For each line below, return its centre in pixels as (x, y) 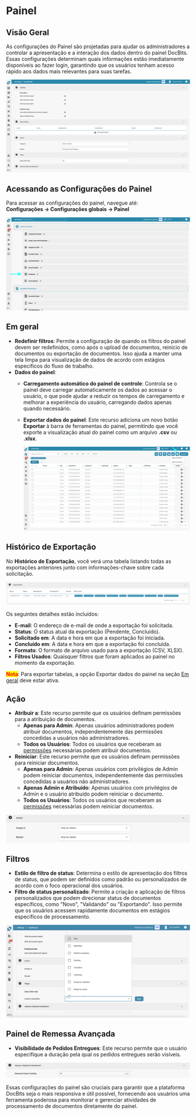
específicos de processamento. (52, 917)
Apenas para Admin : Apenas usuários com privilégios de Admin (100, 769)
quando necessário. (47, 408)
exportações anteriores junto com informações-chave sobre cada (85, 567)
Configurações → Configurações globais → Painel (68, 209)
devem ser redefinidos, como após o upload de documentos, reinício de (101, 347)
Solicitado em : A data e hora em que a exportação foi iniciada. (90, 638)
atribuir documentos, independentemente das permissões (93, 732)
